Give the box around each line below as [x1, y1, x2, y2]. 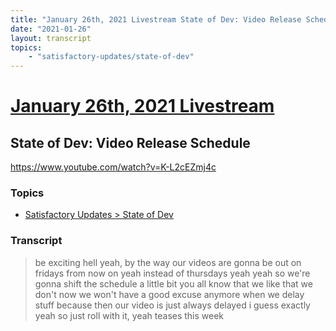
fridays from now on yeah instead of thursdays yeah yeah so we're [34, 267, 311, 279]
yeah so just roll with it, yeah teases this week [34, 309, 225, 321]
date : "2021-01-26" [10, 24, 92, 34]
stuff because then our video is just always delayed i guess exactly [34, 299, 311, 311]
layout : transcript [10, 33, 92, 43]
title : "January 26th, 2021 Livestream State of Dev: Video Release [10, 14, 302, 25]
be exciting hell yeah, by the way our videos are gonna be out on [34, 256, 302, 268]
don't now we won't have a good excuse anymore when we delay [34, 288, 305, 300]
